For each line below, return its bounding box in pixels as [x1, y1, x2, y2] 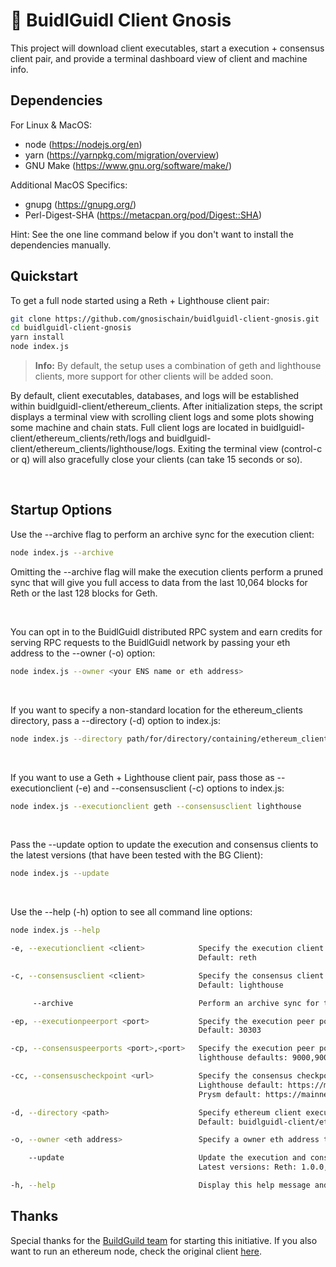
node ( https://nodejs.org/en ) [24, 138, 143, 150]
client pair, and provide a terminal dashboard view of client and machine [10, 52, 308, 64]
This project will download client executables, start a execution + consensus [10, 42, 325, 54]
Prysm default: [198, 1089, 262, 1099]
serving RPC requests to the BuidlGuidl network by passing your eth [10, 636, 291, 648]
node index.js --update [10, 869, 110, 879]
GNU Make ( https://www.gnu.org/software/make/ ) [24, 159, 233, 171]
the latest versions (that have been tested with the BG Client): [10, 849, 264, 861]
